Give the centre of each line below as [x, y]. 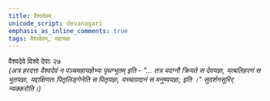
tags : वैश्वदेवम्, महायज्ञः [40, 38]
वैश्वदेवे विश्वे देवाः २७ [35, 61]
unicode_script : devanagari [56, 23]
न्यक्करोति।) [25, 89]
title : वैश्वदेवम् [30, 16]
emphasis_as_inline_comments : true [68, 31]
